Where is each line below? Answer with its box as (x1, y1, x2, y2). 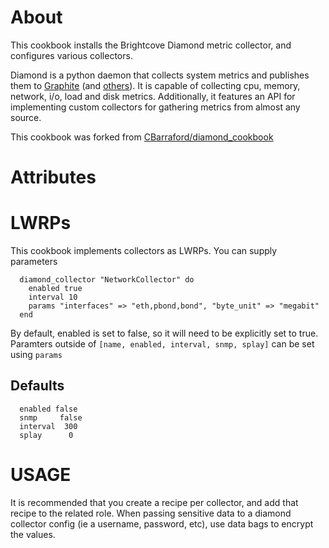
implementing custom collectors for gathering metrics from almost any (10, 101, 301, 113)
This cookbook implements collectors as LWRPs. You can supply (10, 245, 278, 257)
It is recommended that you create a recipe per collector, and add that (10, 496, 299, 508)
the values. (10, 528, 56, 540)
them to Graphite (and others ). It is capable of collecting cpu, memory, (10, 79, 301, 91)
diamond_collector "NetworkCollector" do (19, 275, 195, 285)
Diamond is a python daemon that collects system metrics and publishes (10, 69, 310, 81)
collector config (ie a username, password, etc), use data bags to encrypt (10, 517, 314, 530)
